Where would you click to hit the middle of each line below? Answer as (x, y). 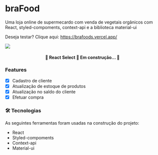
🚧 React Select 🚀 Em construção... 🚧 (82, 57)
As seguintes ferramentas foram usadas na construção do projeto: (72, 123)
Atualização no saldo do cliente (44, 92)
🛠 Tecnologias (23, 111)
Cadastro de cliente (32, 80)
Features (16, 70)
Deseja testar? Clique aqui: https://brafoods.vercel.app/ (61, 37)
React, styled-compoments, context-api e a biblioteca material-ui (71, 27)
